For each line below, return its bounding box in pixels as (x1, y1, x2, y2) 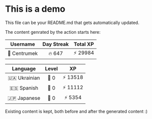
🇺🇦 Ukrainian (8, 74, 40, 81)
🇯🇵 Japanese (7, 95, 41, 101)
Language (12, 65, 36, 72)
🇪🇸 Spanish (9, 85, 38, 92)
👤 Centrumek (7, 50, 38, 57)
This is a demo (5, 3, 65, 15)
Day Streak (42, 41, 69, 48)
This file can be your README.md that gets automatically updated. (5, 20, 140, 25)
